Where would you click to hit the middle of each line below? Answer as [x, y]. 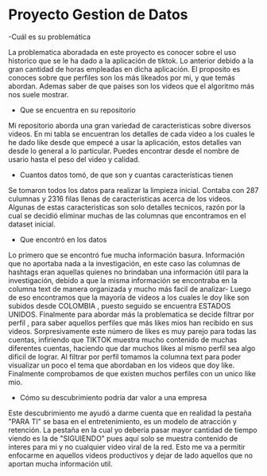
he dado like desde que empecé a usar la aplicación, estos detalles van [125, 142]
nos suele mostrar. [39, 94]
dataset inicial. [32, 224]
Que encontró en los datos [63, 239]
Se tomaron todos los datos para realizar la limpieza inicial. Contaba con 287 [133, 190]
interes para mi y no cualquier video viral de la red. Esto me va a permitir [127, 446]
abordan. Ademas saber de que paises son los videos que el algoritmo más [132, 86]
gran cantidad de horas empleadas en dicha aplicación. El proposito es [124, 69]
